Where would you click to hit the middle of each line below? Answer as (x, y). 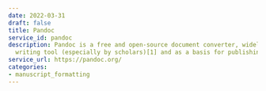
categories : (28, 67)
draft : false (30, 23)
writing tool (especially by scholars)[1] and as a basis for (120, 52)
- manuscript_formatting (49, 74)
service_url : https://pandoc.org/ (65, 60)
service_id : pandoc (40, 38)
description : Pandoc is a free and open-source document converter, (123, 45)
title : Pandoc (32, 30)
